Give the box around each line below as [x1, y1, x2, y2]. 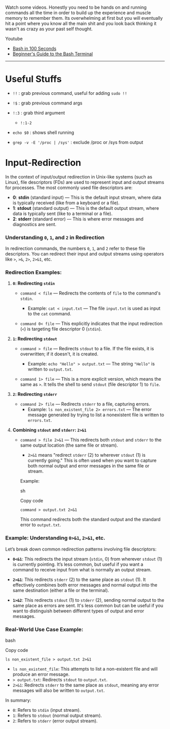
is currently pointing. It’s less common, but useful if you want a [12, 561, 143, 567]
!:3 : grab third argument [12, 110, 65, 116]
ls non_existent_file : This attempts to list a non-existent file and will [12, 666, 158, 672]
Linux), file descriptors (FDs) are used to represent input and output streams [5, 179, 164, 185]
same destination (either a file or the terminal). [12, 587, 109, 593]
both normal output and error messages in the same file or [27, 463, 150, 469]
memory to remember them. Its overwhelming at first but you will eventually [5, 15, 163, 21]
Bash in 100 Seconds [12, 46, 57, 51]
